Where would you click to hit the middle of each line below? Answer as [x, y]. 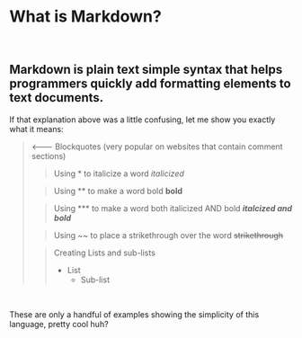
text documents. [57, 98]
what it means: [37, 129]
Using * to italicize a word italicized [119, 173]
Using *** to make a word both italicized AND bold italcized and [173, 208]
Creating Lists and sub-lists [104, 253]
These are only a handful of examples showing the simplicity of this [134, 314]
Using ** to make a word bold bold [118, 191]
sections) [49, 156]
